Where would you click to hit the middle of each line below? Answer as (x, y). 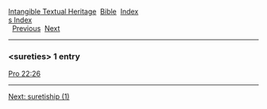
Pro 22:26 (25, 74)
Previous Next (36, 28)
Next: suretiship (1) (39, 97)
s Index (20, 20)
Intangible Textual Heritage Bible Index (74, 12)
